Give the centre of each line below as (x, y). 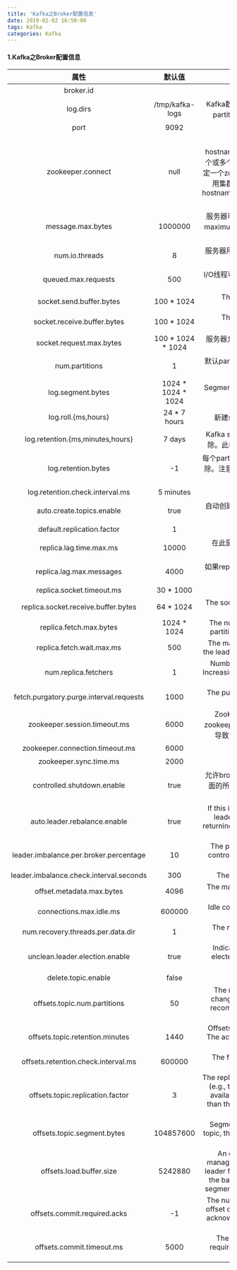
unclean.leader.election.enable (79, 956)
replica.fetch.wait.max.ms (79, 648)
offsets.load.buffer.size (79, 1171)
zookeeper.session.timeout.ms (79, 725)
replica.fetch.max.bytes (79, 627)
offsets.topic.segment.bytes (79, 1133)
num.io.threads (79, 256)
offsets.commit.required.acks (79, 1213)
